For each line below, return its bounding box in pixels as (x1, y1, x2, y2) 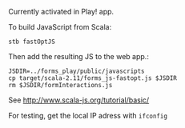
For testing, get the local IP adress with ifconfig (8, 111, 168, 120)
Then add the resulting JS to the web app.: (8, 52, 150, 61)
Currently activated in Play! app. (8, 7, 115, 16)
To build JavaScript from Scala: (8, 22, 112, 31)
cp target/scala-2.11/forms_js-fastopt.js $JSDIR (8, 74, 178, 82)
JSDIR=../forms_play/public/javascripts (8, 67, 146, 75)
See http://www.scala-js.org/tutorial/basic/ (8, 95, 150, 105)
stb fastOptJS (8, 38, 56, 46)
